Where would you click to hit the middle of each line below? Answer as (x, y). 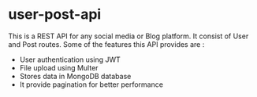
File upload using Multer (59, 67)
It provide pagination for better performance (91, 84)
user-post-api (55, 14)
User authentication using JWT (70, 59)
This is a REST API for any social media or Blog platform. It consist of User (128, 36)
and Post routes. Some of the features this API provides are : (106, 44)
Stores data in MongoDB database (75, 76)
